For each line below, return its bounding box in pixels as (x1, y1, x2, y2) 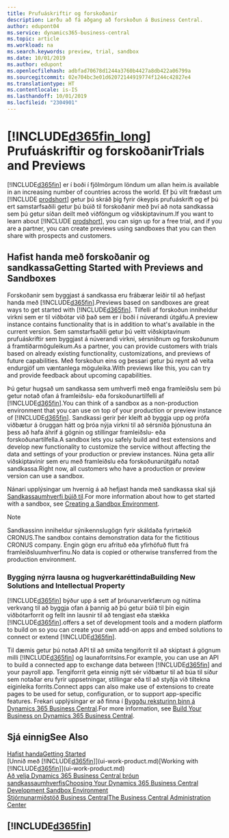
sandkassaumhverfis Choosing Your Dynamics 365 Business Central (7, 778, 199, 787)
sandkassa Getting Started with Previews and (7, 262, 204, 274)
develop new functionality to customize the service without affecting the (7, 443, 211, 451)
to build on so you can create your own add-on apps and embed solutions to (7, 625, 223, 634)
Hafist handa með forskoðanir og (7, 251, 150, 263)
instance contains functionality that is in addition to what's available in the (7, 320, 215, 328)
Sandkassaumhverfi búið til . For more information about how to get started (7, 492, 215, 500)
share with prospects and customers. (7, 231, 112, 240)
